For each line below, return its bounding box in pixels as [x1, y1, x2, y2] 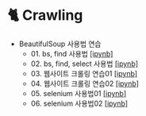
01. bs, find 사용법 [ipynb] [30, 48, 113, 58]
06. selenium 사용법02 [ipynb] [30, 99, 129, 108]
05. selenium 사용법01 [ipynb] [30, 88, 127, 98]
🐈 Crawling [7, 6, 83, 25]
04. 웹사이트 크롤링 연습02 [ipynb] [30, 79, 140, 88]
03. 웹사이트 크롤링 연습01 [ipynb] [30, 68, 138, 78]
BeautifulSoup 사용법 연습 [18, 39, 102, 48]
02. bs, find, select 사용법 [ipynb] [30, 59, 139, 68]
